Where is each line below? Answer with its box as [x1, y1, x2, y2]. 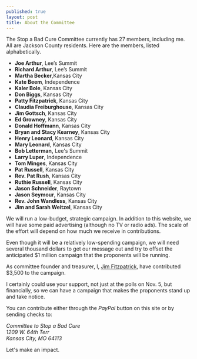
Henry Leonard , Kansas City [14, 135, 84, 142]
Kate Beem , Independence [14, 78, 81, 85]
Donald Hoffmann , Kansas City [14, 122, 91, 130]
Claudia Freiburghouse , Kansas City [14, 104, 104, 111]
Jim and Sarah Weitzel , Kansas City [14, 204, 103, 211]
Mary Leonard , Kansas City [14, 141, 82, 148]
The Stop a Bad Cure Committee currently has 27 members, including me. [6, 36, 185, 43]
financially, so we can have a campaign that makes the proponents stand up [6, 287, 191, 294]
